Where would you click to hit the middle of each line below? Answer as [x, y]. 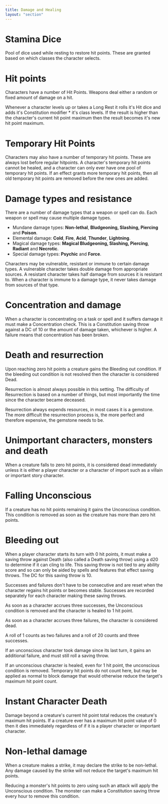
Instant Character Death [56, 701]
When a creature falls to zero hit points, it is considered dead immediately [81, 465]
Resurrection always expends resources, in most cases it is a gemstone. [79, 410]
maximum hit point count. [31, 681]
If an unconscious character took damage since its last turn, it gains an [78, 650]
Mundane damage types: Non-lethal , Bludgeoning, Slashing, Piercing [85, 227]
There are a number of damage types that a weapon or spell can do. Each [81, 212]
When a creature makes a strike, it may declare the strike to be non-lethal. [81, 765]
